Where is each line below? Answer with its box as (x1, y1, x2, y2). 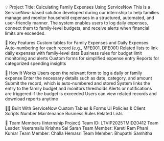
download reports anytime (5, 96, 58, 101)
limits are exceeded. (5, 30, 46, 36)
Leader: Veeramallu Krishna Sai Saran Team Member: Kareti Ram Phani (5, 125, 148, 131)
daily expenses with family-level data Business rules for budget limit (5, 50, 142, 56)
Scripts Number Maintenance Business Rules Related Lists (5, 111, 123, 116)
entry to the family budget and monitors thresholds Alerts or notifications (5, 85, 152, 91)
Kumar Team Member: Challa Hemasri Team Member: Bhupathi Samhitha (5, 130, 153, 136)
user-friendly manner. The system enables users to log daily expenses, (5, 20, 148, 26)
